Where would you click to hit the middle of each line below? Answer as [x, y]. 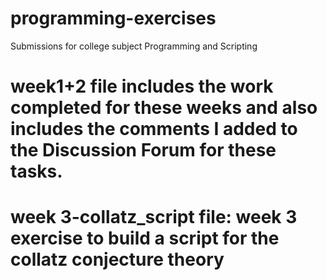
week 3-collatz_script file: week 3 [154, 217]
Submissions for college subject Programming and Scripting [134, 46]
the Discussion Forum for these [143, 150]
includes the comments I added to [154, 129]
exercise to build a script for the [145, 238]
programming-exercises [113, 18]
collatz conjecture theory [117, 259]
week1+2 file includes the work [142, 86]
